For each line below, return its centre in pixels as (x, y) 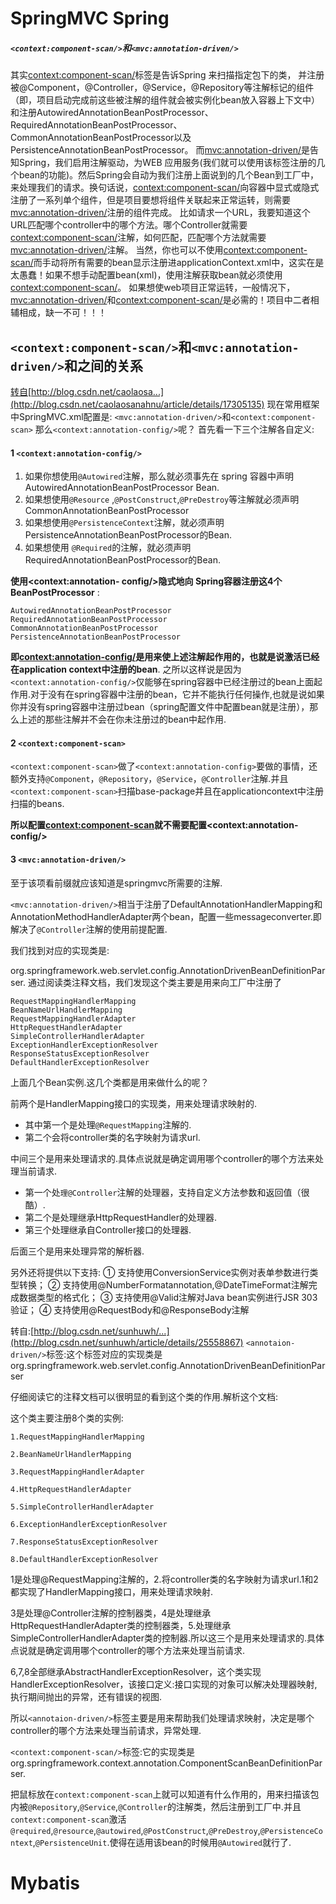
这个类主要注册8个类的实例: (67, 1418)
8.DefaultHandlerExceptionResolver (84, 1559)
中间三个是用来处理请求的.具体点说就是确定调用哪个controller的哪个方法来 (162, 1158)
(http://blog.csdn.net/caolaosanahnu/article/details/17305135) (137, 404)
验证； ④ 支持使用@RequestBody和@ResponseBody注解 (130, 1309)
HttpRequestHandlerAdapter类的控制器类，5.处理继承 (121, 1625)
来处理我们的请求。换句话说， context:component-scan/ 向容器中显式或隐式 (165, 188)
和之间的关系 (103, 365)
